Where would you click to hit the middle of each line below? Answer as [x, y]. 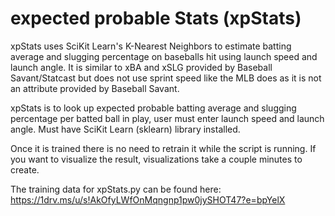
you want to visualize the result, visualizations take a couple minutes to [156, 159]
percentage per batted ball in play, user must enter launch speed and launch [167, 118]
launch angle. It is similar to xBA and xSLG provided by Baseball [141, 67]
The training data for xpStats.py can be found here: [116, 189]
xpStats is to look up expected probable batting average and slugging [153, 108]
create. [25, 169]
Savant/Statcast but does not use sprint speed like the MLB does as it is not [166, 78]
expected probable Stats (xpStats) [156, 18]
